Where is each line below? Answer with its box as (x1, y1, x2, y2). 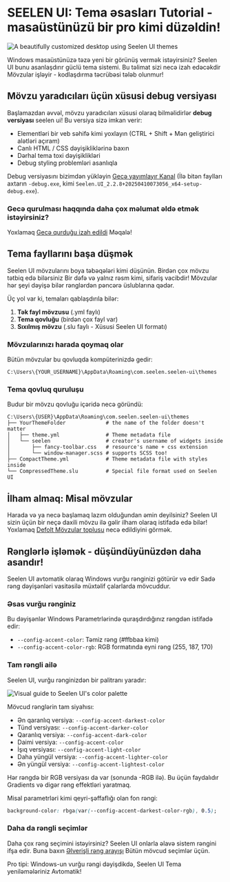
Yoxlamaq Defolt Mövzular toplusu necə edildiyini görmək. (7, 525, 172, 534)
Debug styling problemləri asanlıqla (17, 159, 118, 167)
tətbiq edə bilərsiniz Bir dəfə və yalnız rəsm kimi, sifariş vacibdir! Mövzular (7, 274, 218, 282)
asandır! (7, 557, 43, 568)
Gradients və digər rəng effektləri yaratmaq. (7, 781, 132, 789)
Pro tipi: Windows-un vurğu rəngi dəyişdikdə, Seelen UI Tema (7, 860, 182, 868)
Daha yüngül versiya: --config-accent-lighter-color (17, 752, 169, 761)
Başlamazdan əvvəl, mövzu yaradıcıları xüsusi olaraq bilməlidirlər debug (7, 108, 212, 117)
